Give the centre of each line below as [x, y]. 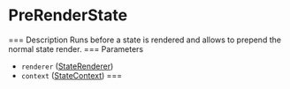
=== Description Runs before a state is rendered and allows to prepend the [145, 40]
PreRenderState [68, 15]
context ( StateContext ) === [72, 75]
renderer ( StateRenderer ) [67, 66]
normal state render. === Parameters [76, 48]
